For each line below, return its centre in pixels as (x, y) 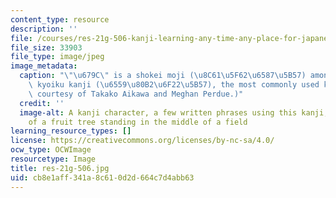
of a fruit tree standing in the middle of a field (138, 122)
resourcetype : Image (53, 159)
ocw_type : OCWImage (51, 150)
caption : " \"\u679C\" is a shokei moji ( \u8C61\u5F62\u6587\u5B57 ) (163, 76)
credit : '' (42, 103)
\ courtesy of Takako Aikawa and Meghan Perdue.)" (136, 94)
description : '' (44, 29)
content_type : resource (60, 19)
